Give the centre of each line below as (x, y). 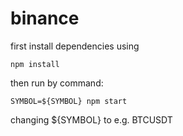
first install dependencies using (75, 46)
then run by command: (57, 83)
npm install (35, 64)
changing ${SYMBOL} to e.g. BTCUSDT (91, 119)
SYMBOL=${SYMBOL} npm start (69, 101)
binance (45, 18)
